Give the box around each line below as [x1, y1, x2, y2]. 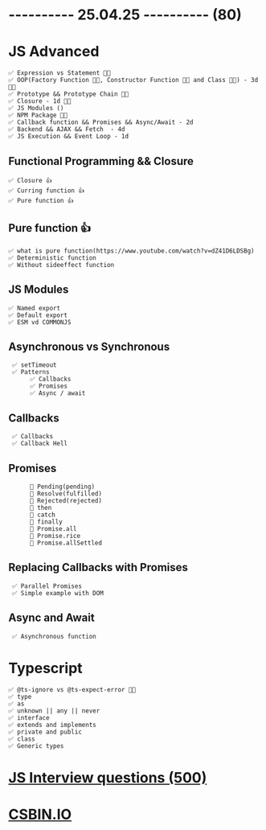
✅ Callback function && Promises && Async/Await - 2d [8, 118, 194, 126]
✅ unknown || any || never [8, 706, 100, 715]
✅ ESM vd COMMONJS [8, 318, 72, 327]
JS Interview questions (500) [8, 768, 207, 787]
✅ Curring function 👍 [8, 187, 84, 195]
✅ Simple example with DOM [11, 589, 104, 597]
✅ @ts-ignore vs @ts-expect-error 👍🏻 [8, 685, 137, 693]
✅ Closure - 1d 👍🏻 [8, 97, 72, 105]
